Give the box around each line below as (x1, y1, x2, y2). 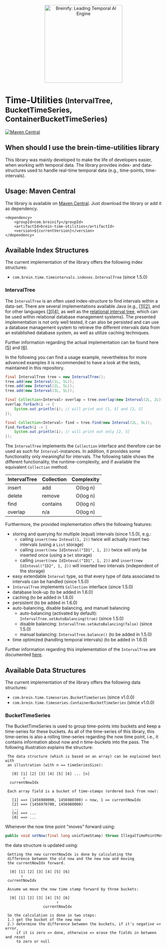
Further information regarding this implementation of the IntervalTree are (5, 646, 156, 652)
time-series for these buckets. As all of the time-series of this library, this (5, 729, 155, 735)
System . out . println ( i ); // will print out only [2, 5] (14, 429, 130, 434)
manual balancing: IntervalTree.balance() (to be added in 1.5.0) (19, 632, 153, 637)
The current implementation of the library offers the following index (5, 259, 143, 265)
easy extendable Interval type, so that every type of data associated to (12, 573, 160, 579)
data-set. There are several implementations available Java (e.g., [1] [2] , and (5, 303, 160, 309)
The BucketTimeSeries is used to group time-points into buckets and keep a (5, 723, 161, 729)
